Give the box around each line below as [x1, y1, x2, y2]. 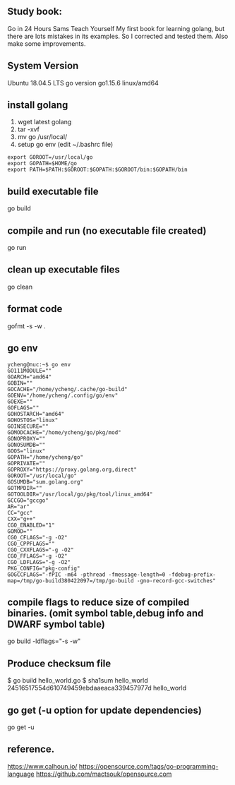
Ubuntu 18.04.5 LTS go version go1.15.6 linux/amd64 [7, 78, 159, 87]
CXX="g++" [7, 515, 37, 522]
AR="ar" [7, 503, 30, 510]
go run [7, 244, 27, 252]
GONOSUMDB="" [7, 441, 46, 448]
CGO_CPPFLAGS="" [7, 540, 55, 547]
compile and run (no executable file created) [7, 224, 207, 236]
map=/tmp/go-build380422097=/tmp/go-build [7, 577, 134, 585]
